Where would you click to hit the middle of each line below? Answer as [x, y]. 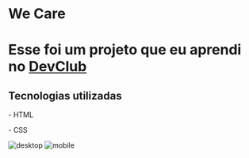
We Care [37, 14]
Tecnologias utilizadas [65, 96]
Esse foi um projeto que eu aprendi [125, 50]
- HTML [21, 115]
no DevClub [48, 67]
